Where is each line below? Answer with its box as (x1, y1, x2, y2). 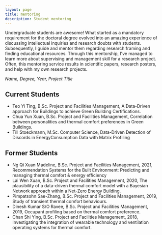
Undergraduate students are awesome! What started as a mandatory (5, 30, 144, 36)
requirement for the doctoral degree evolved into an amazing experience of (5, 35, 158, 41)
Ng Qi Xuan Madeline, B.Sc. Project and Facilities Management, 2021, (12, 162, 153, 168)
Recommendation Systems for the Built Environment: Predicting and (12, 167, 150, 173)
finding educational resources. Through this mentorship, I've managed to (5, 51, 153, 57)
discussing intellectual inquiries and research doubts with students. (5, 40, 141, 46)
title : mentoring (5, 12, 41, 17)
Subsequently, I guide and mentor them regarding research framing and (5, 45, 151, 52)
